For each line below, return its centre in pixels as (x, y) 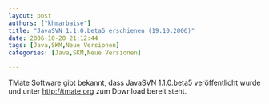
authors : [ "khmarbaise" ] (50, 23)
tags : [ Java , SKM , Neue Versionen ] (64, 46)
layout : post (30, 16)
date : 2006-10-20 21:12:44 (53, 38)
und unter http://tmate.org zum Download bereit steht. (98, 91)
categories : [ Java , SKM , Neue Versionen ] (75, 53)
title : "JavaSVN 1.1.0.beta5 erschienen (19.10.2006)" (102, 30)
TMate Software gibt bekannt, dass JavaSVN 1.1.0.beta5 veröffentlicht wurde (135, 82)
